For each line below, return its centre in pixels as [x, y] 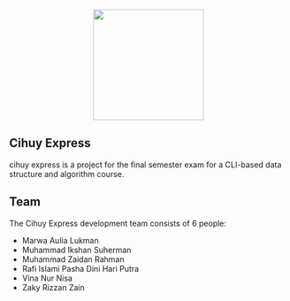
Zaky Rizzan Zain [53, 287]
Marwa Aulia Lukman [60, 240]
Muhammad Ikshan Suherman [76, 250]
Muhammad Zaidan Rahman [73, 259]
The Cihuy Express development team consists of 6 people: [118, 223]
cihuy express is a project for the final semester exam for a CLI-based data [145, 165]
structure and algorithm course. [67, 174]
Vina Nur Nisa [47, 278]
